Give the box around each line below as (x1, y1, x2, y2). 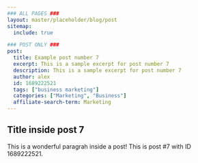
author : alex (13, 73, 51, 80)
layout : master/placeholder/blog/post (7, 16, 117, 23)
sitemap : (7, 23, 32, 29)
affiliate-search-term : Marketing (13, 99, 111, 106)
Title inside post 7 (7, 124, 85, 136)
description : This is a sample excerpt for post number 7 (13, 66, 182, 74)
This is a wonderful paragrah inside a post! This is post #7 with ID (7, 142, 191, 151)
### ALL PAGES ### (7, 10, 59, 17)
